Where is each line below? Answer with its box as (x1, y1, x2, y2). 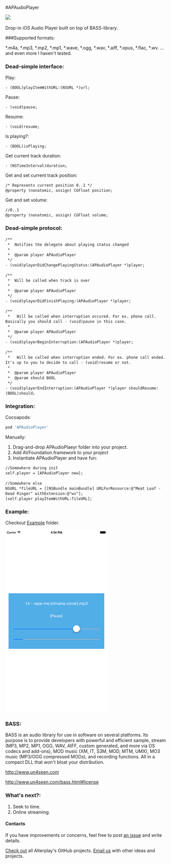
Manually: (5, 434, 26, 440)
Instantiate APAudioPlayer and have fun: (12, 455, 97, 461)
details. (5, 837, 21, 843)
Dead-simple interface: (5, 63, 64, 70)
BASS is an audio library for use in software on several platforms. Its (5, 732, 149, 738)
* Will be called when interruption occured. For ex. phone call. (7, 314, 157, 319)
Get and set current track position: (5, 172, 78, 178)
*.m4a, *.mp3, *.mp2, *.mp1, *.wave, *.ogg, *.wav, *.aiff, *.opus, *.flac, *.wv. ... (5, 45, 164, 51)
